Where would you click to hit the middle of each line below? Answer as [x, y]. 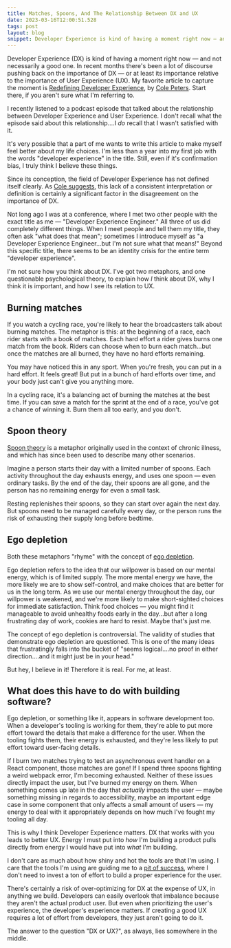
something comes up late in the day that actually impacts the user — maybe [115, 790]
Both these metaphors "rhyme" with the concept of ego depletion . [101, 556]
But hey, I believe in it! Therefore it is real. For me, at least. [89, 669]
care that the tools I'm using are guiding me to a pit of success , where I [108, 868]
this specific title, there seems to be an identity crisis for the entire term [108, 251]
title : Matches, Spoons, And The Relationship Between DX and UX [102, 13]
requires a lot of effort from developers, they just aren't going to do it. [106, 918]
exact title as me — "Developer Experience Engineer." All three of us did [109, 222]
